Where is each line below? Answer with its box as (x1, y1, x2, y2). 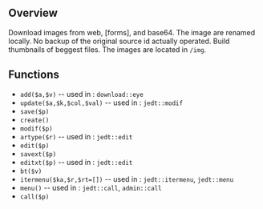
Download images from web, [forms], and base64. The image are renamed (8, 27, 256, 37)
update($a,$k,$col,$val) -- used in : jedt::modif (19, 98, 183, 107)
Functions (8, 68, 60, 82)
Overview (8, 6, 59, 20)
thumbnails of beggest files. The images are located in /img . (8, 44, 207, 54)
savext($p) (19, 150, 57, 159)
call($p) (19, 192, 50, 201)
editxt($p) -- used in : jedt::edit (19, 157, 133, 167)
